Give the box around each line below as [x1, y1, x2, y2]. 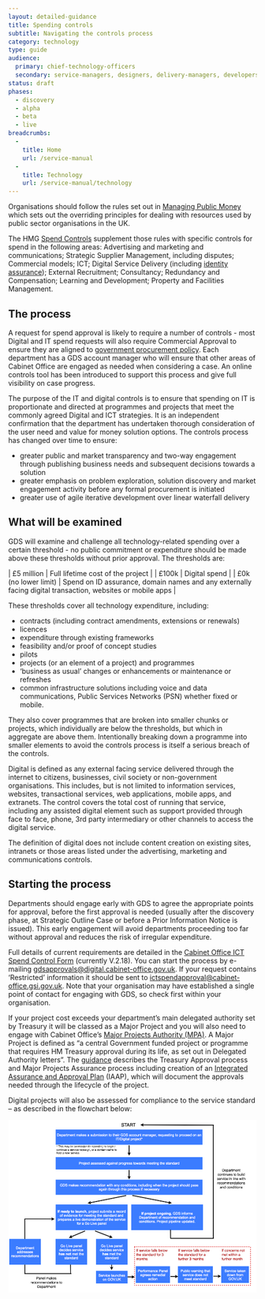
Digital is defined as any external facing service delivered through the [8, 764, 234, 773]
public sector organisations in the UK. [8, 219, 130, 228]
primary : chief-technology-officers [15, 63, 136, 71]
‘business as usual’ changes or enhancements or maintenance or [19, 666, 231, 676]
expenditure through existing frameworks [19, 632, 155, 642]
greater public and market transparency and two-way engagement [19, 451, 237, 460]
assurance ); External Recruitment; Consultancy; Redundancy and [8, 268, 221, 277]
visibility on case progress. [8, 378, 96, 387]
